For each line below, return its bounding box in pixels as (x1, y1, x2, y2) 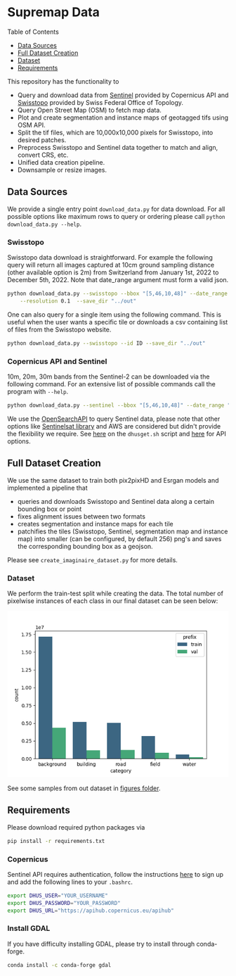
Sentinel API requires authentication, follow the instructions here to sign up (7, 870, 223, 878)
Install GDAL (7, 923, 51, 933)
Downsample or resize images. (17, 165, 107, 174)
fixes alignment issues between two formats (17, 512, 146, 521)
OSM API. (17, 120, 46, 129)
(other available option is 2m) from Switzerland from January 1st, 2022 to (7, 268, 219, 277)
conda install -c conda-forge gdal (7, 961, 112, 968)
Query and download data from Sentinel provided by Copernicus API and (17, 91, 229, 99)
